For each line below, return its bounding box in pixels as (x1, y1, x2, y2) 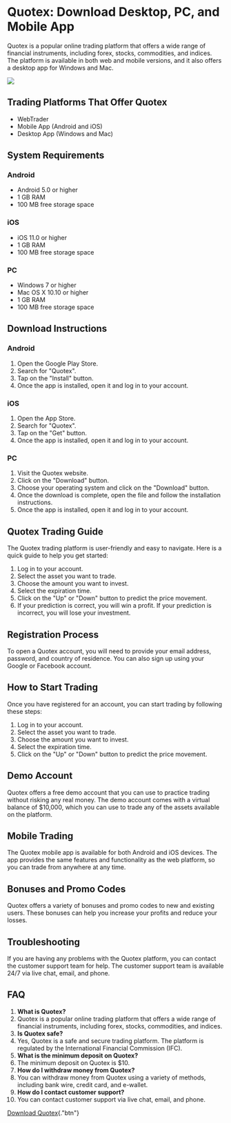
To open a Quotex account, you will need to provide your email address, (7, 646, 212, 655)
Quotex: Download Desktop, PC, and (7, 4, 220, 20)
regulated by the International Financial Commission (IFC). (17, 1044, 183, 1052)
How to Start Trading (7, 682, 99, 693)
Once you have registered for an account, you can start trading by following (7, 699, 223, 708)
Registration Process (7, 628, 99, 640)
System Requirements (7, 150, 105, 161)
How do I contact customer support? (17, 1088, 125, 1096)
